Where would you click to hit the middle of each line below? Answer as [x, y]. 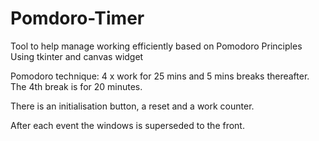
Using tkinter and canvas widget [77, 56]
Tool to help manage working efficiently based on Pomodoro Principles [156, 46]
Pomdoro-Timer [77, 18]
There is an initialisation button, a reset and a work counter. [132, 106]
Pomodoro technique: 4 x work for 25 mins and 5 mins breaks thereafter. [160, 76]
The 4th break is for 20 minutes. [76, 86]
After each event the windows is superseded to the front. [127, 125]
